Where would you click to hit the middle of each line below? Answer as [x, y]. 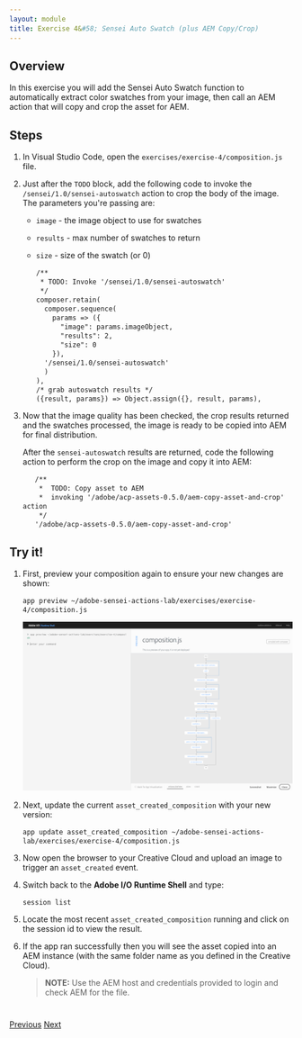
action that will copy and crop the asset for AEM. [99, 107]
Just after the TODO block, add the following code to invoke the [137, 184]
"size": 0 [78, 345]
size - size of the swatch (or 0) [93, 256]
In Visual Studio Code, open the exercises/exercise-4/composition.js [152, 157]
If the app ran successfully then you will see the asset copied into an [149, 946]
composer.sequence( [80, 309]
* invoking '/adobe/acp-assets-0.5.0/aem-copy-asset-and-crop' [162, 498]
